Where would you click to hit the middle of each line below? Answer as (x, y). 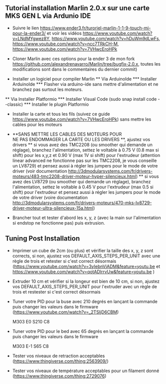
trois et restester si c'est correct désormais (56, 292)
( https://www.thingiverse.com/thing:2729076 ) (59, 376)
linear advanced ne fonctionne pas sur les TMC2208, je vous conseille (84, 160)
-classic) (14, 104)
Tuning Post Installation (42, 239)
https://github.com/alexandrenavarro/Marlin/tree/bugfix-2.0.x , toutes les (86, 64)
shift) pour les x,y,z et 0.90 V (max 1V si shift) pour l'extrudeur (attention (86, 155)
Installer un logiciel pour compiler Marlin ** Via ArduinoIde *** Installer (84, 78)
